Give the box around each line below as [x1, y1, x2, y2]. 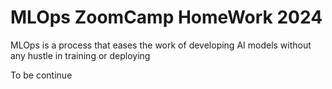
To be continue [10, 69, 73, 81]
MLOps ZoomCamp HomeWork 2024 [10, 6, 323, 29]
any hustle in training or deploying [10, 49, 151, 61]
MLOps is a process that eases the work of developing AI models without [10, 39, 312, 51]
